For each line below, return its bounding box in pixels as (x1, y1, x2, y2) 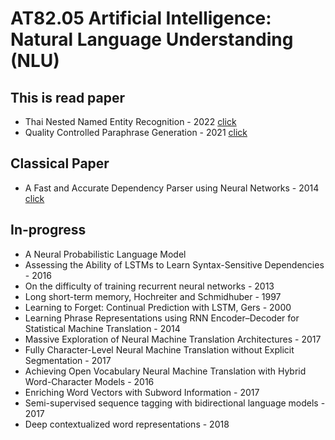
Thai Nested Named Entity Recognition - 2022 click (24, 116, 237, 127)
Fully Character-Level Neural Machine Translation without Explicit (24, 343, 295, 356)
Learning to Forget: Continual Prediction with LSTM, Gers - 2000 (24, 301, 292, 313)
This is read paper (10, 89, 126, 106)
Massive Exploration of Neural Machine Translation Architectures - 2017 (24, 333, 322, 345)
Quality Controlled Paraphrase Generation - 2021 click (24, 127, 248, 138)
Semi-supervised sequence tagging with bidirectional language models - (24, 397, 326, 409)
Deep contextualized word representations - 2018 (24, 418, 230, 430)
